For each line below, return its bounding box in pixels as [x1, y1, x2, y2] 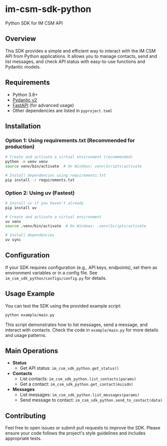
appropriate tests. [5, 435, 42, 441]
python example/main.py [5, 312, 55, 317]
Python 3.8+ [12, 91, 38, 97]
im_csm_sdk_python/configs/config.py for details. [5, 275, 107, 281]
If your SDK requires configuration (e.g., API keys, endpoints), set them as [5, 264, 157, 270]
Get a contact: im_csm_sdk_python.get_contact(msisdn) [19, 381, 133, 387]
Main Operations [5, 346, 58, 355]
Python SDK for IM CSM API [5, 20, 63, 26]
